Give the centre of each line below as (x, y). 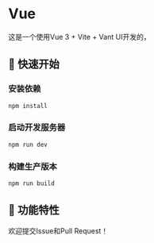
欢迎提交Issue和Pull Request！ (58, 230)
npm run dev (28, 145)
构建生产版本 (33, 166)
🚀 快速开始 (34, 64)
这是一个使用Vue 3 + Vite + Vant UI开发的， (79, 37)
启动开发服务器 (37, 128)
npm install (28, 106)
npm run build (32, 183)
